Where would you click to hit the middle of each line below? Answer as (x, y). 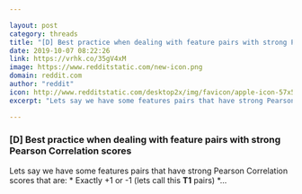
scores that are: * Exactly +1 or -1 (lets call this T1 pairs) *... (118, 180)
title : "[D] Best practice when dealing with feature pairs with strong (148, 42)
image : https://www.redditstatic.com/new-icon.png (106, 67)
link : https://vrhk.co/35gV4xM (68, 59)
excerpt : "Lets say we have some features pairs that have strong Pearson (152, 101)
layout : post (34, 25)
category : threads (44, 34)
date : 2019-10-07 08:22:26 (60, 50)
